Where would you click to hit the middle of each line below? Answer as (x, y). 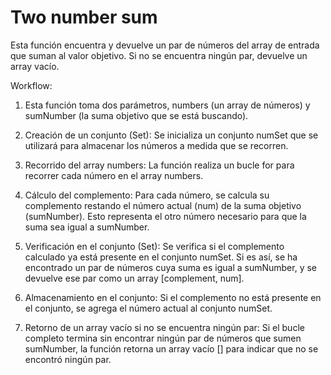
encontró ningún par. (68, 359)
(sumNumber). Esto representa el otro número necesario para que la (165, 216)
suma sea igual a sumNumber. (87, 227)
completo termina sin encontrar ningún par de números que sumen (163, 338)
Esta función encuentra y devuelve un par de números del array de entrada (165, 45)
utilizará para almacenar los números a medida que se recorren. (156, 145)
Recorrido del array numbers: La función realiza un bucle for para (159, 165)
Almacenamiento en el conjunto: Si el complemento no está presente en (173, 297)
